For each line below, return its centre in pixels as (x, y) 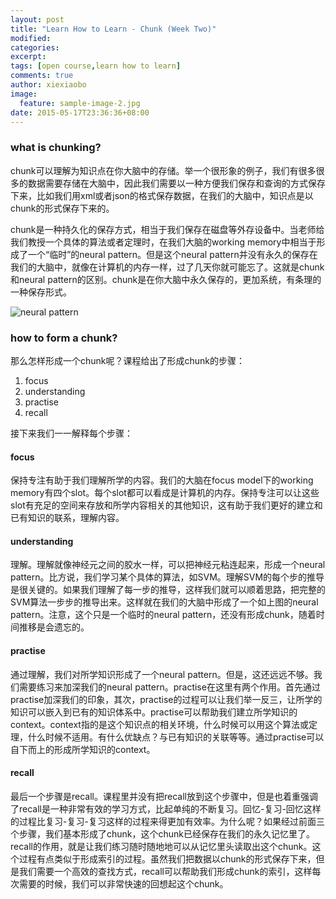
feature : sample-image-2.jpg (80, 103)
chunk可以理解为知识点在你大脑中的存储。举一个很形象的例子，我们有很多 (163, 170)
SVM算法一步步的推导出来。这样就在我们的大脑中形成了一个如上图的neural (164, 602)
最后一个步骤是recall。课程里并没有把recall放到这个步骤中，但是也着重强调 (164, 796)
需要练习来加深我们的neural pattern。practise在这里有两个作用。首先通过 (169, 687)
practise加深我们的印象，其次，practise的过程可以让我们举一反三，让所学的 (166, 699)
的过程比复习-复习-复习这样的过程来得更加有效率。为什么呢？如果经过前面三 (167, 821)
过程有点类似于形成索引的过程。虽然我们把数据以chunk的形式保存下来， (167, 858)
